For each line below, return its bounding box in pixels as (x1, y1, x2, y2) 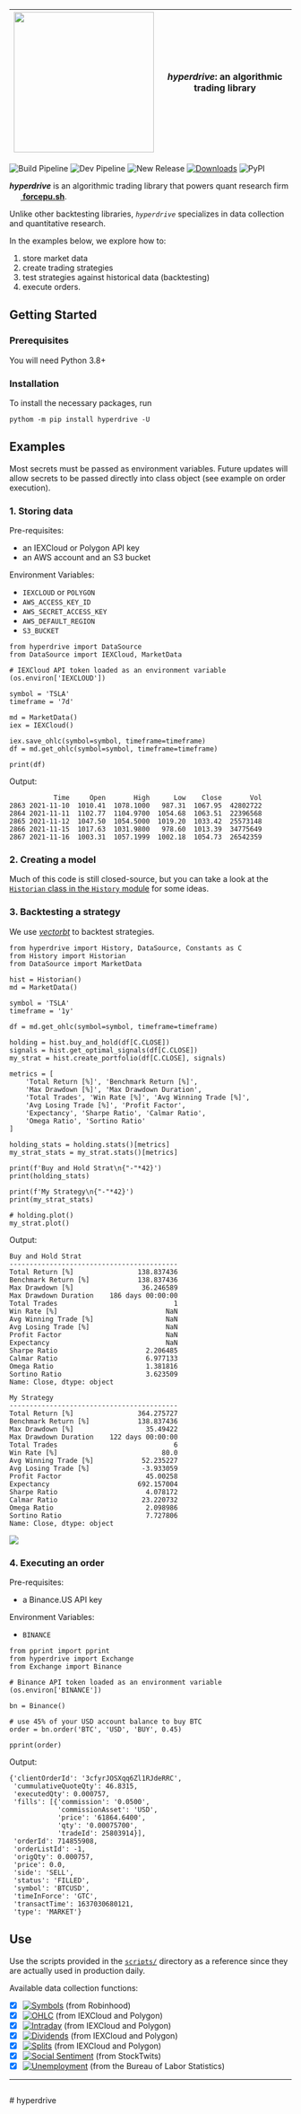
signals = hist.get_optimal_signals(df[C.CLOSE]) (9, 1045, 199, 1054)
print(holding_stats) (9, 1171, 90, 1180)
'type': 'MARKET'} (13, 1907, 82, 1916)
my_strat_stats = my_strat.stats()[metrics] (9, 1148, 178, 1157)
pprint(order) (9, 1740, 63, 1749)
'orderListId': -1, (13, 1845, 87, 1854)
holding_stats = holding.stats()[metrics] (9, 1140, 170, 1149)
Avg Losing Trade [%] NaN (9, 1322, 178, 1332)
